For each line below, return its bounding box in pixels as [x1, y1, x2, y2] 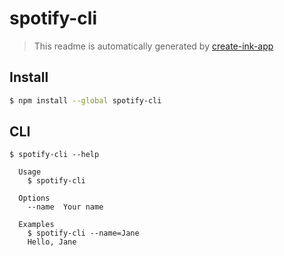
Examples [18, 220, 55, 230]
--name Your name [27, 202, 104, 212]
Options [18, 193, 51, 204]
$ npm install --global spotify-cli [9, 95, 162, 106]
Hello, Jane [27, 237, 77, 247]
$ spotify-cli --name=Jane [27, 228, 140, 239]
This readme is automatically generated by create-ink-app [33, 40, 274, 52]
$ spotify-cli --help [9, 150, 100, 160]
